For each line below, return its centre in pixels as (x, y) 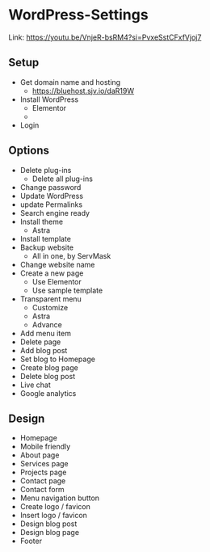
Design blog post (48, 524)
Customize (50, 307)
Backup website (47, 247)
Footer (31, 541)
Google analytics (48, 393)
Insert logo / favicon (53, 516)
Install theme (41, 221)
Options (29, 151)
